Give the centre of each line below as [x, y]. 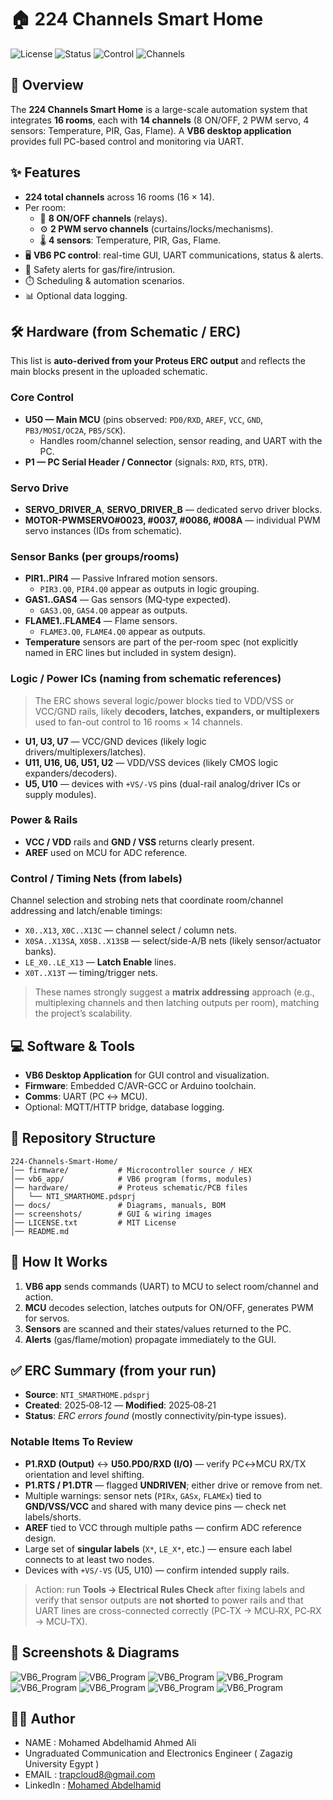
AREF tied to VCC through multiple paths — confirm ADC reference [163, 1527]
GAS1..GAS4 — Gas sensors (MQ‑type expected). [128, 600]
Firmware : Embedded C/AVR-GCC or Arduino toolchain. [140, 1085]
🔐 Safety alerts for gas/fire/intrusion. [100, 269]
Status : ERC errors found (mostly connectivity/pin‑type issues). [155, 1416]
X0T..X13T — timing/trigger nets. [91, 973]
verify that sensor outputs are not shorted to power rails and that [169, 1600]
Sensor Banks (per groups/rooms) [95, 556]
